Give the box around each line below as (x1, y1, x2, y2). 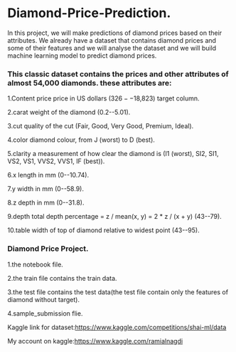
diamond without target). (7, 295, 80, 304)
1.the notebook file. (7, 260, 64, 269)
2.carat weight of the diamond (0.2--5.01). (7, 108, 131, 117)
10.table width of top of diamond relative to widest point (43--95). (7, 226, 200, 234)
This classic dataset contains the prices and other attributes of (7, 69, 229, 79)
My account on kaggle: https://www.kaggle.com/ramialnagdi (7, 336, 183, 345)
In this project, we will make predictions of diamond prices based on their (7, 29, 222, 37)
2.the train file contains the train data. (7, 274, 117, 282)
